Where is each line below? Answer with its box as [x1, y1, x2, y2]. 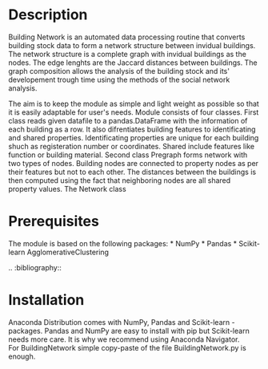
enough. [8, 351, 36, 361]
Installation [8, 291, 85, 310]
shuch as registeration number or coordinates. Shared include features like [8, 141, 254, 151]
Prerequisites [8, 213, 100, 230]
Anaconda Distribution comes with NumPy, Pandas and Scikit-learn [8, 317, 230, 326]
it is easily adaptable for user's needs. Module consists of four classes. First [8, 107, 259, 117]
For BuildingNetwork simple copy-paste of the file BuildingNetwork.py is [8, 343, 246, 352]
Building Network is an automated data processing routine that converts [8, 32, 246, 42]
